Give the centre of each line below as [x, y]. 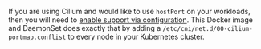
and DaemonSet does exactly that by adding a [85, 28]
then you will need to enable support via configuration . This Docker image [130, 20]
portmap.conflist [37, 37]
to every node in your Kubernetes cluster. [136, 36]
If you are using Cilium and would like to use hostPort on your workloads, [129, 11]
